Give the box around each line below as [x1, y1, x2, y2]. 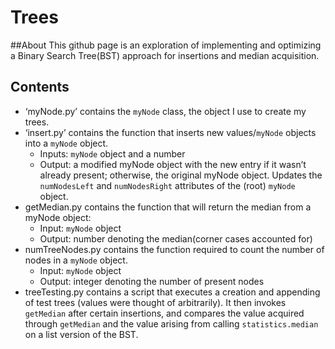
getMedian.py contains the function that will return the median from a [24, 201, 312, 213]
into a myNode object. [24, 137, 109, 149]
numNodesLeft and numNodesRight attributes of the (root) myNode [39, 179, 296, 191]
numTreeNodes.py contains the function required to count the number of [24, 243, 325, 255]
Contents [10, 79, 70, 96]
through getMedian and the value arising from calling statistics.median [24, 317, 319, 330]
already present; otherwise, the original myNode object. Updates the [39, 169, 323, 181]
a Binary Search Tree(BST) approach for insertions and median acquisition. [10, 49, 320, 61]
